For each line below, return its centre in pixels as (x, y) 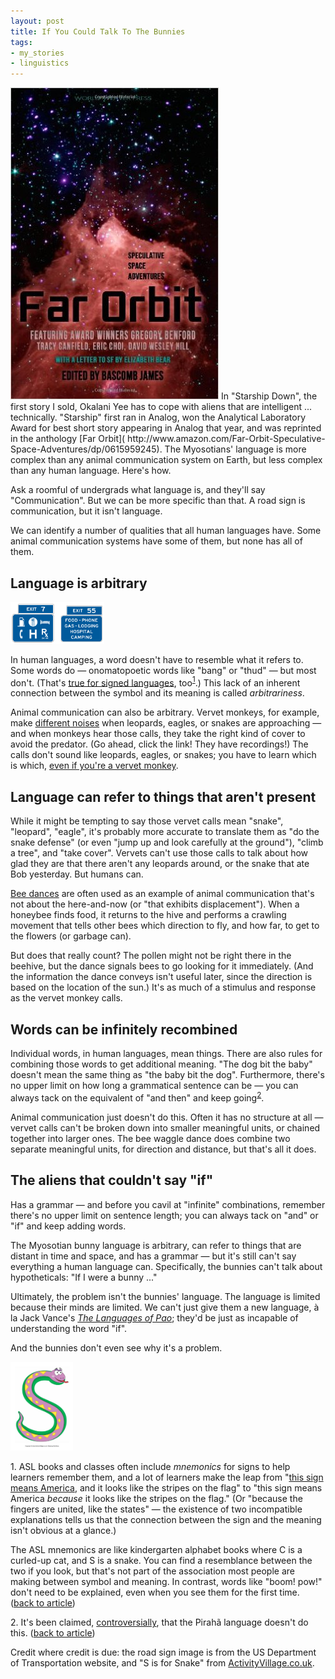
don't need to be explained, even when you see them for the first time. (155, 1592)
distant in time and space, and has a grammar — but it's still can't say (153, 1256)
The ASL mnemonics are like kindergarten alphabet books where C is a (156, 1550)
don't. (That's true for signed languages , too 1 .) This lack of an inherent (155, 682)
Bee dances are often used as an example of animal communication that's (162, 894)
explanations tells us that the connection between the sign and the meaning (166, 1520)
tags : (21, 42)
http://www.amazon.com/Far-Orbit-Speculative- (226, 439)
